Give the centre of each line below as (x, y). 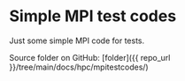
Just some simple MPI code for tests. (77, 40)
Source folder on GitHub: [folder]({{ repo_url (90, 57)
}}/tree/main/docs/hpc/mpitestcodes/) (79, 67)
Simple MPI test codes (93, 16)
